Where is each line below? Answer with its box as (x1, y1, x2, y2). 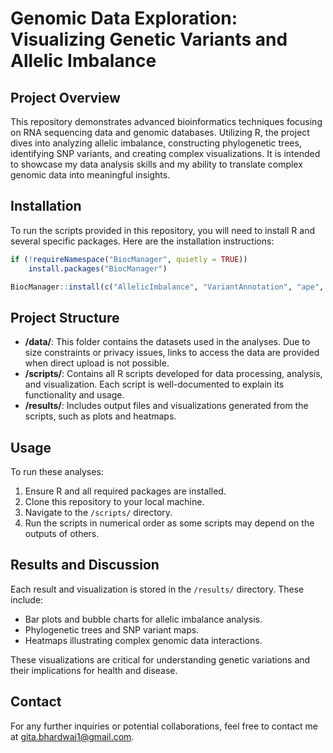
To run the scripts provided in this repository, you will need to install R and (10, 224, 316, 236)
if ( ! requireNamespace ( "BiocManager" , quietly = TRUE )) (10, 254, 248, 264)
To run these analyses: (10, 466, 104, 478)
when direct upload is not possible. (24, 357, 170, 369)
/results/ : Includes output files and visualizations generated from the (24, 400, 309, 412)
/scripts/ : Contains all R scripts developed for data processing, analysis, (24, 368, 323, 380)
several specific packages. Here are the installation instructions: (10, 235, 275, 247)
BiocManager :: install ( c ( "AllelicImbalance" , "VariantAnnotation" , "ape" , (10, 282, 325, 292)
